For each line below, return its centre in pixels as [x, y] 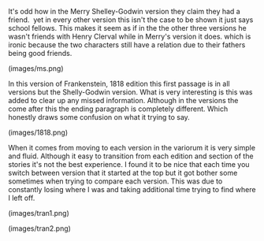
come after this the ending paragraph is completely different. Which [118, 109]
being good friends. [40, 53]
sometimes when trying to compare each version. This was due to [115, 181]
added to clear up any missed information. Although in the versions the [123, 100]
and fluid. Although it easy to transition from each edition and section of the [131, 156]
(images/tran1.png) [39, 213]
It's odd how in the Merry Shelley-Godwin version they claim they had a [124, 11]
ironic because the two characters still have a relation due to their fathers [127, 45]
